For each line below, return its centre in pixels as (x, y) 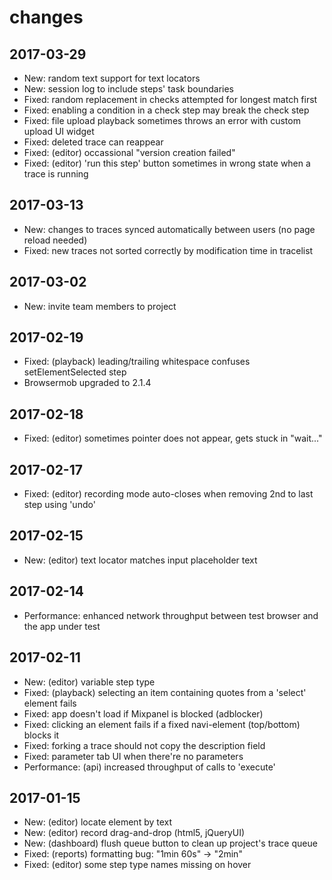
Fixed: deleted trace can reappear (93, 142)
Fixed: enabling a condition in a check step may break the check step (166, 110)
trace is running (56, 174)
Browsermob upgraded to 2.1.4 (87, 383)
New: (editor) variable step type (89, 682)
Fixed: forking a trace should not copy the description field (144, 745)
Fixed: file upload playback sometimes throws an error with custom (162, 120)
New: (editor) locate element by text (98, 822)
